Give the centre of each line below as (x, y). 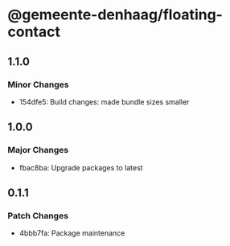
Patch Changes (38, 215)
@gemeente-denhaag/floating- (115, 15)
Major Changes (38, 150)
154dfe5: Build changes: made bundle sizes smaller (104, 101)
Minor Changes (38, 84)
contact (34, 32)
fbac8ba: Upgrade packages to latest (81, 167)
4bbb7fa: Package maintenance (72, 233)
